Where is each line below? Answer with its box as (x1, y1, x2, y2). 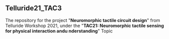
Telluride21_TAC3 (5, 4, 62, 12)
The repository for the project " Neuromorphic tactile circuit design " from (5, 17, 160, 23)
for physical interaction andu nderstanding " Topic (5, 27, 113, 34)
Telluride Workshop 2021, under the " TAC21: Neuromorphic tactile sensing (5, 22, 164, 28)
